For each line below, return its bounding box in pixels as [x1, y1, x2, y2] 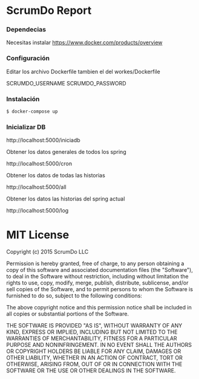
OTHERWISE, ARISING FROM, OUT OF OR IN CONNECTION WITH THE [6, 361, 183, 368]
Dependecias [6, 25, 47, 34]
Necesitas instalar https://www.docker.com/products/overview [6, 39, 163, 46]
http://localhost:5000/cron [6, 160, 73, 167]
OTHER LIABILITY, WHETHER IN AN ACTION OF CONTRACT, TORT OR [6, 354, 183, 361]
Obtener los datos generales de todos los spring [6, 148, 126, 156]
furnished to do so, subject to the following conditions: [6, 292, 142, 300]
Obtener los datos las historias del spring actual [6, 195, 125, 203]
